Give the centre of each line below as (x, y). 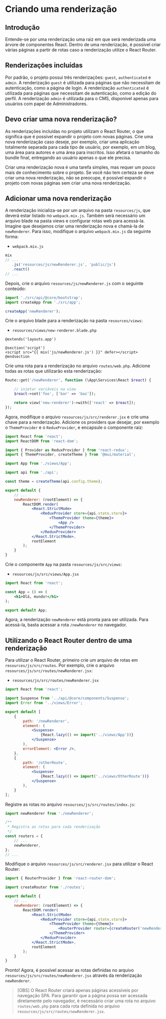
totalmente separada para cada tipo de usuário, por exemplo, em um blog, (81, 147)
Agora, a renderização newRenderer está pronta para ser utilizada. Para (77, 620)
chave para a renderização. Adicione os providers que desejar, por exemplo (82, 422)
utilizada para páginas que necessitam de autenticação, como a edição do (81, 93)
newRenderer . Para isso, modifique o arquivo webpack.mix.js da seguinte (78, 231)
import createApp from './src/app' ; (43, 302)
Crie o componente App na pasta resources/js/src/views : (63, 565)
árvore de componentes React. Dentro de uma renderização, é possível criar (83, 45)
